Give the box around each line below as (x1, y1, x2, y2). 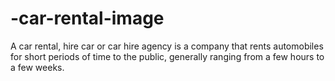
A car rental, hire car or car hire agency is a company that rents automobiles (10, 40, 324, 52)
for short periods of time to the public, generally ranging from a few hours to (10, 50, 325, 62)
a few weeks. (10, 61, 65, 73)
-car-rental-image (10, 7, 165, 30)
